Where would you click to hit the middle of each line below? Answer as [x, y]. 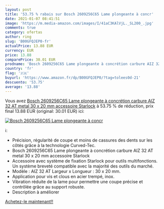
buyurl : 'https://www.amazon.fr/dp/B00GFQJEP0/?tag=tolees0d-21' [73, 78]
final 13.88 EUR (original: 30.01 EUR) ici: [45, 111]
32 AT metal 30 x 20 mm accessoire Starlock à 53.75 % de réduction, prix [79, 106]
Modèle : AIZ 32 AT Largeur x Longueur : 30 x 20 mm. [66, 171]
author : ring [18, 37]
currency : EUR [20, 50]
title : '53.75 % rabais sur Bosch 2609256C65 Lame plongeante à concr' [79, 14]
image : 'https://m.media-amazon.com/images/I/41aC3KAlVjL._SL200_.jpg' [79, 23]
